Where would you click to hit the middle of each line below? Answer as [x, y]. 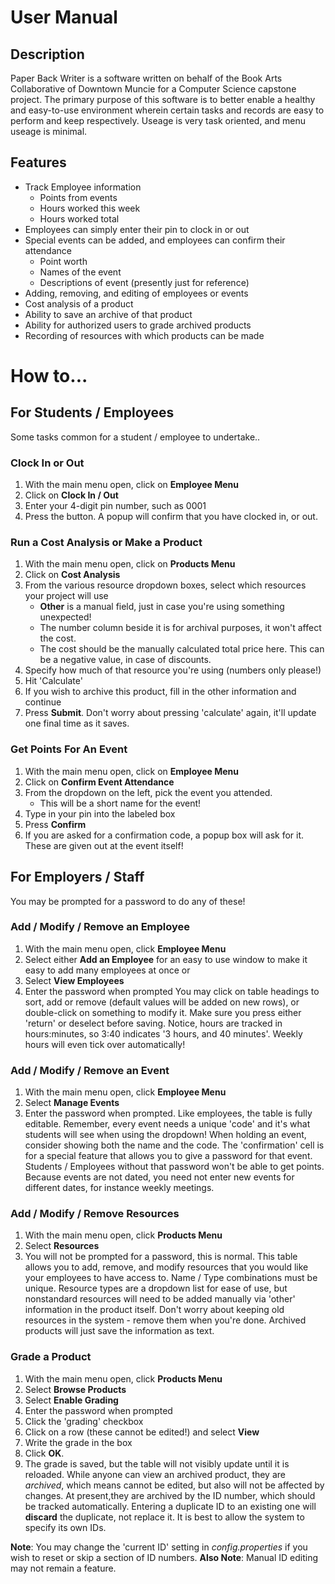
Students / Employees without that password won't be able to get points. [174, 1167]
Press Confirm [55, 824]
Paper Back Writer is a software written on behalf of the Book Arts [146, 78]
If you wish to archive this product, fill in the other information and [160, 692]
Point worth [63, 261]
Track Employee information [83, 187]
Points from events [78, 197]
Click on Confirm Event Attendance [99, 782]
